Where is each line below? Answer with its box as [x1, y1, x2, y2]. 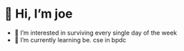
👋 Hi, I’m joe [4, 6, 73, 22]
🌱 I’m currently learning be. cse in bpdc [14, 35, 127, 44]
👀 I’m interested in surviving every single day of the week [14, 29, 178, 37]
